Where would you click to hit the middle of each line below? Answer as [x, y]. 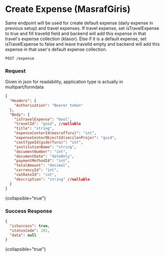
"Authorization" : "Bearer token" [49, 105]
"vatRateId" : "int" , [35, 175]
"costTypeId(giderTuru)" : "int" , [49, 142]
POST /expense [20, 58]
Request [15, 71]
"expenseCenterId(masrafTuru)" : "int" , [55, 133]
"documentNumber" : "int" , [41, 152]
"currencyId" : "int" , [36, 170]
